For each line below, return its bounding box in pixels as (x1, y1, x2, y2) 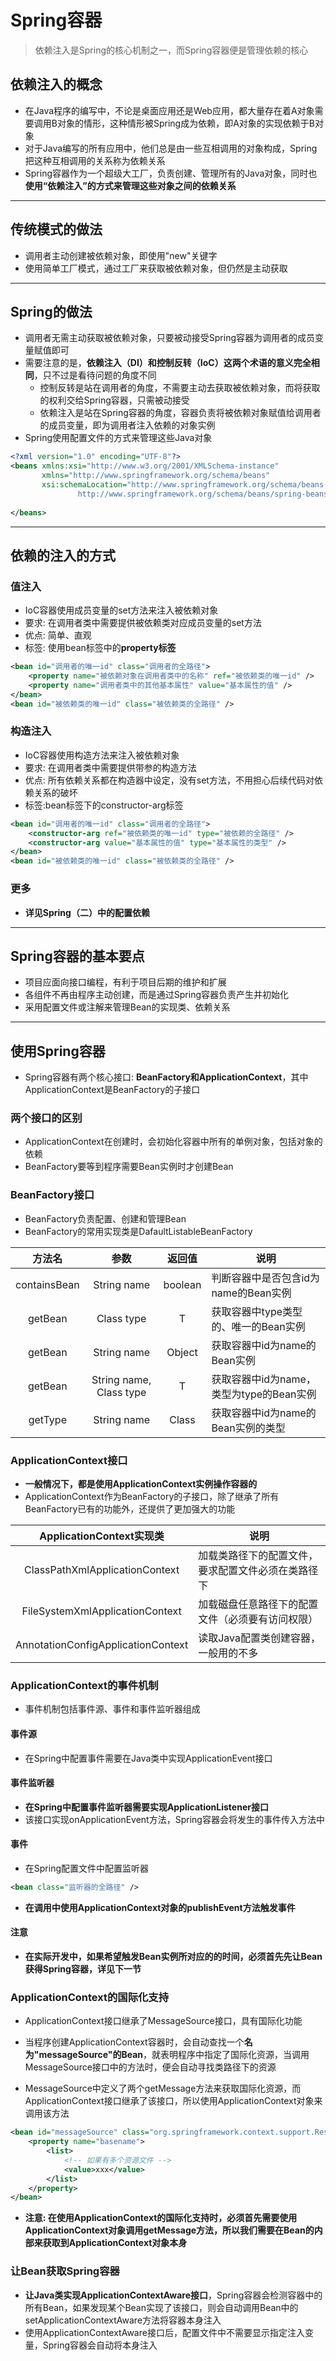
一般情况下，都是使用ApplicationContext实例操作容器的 (24, 1478, 258, 1490)
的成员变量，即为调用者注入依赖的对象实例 (39, 419, 216, 431)
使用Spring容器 (10, 1042, 106, 1060)
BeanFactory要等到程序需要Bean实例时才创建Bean (24, 1161, 234, 1173)
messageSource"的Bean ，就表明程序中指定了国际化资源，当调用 (38, 2049, 310, 2061)
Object (166, 1345, 198, 1359)
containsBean (15, 1277, 80, 1291)
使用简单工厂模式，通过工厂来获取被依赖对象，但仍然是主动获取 (24, 262, 288, 274)
